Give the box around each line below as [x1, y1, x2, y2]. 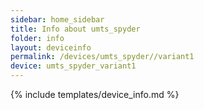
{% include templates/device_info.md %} [10, 89, 180, 100]
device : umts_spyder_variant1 [10, 61, 137, 71]
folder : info [10, 33, 65, 43]
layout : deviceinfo [10, 42, 92, 53]
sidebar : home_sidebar [10, 14, 105, 25]
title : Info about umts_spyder [10, 24, 141, 34]
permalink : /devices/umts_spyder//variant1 [10, 52, 195, 62]
